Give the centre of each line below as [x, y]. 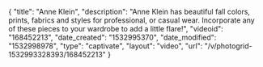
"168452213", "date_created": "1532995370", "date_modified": [112, 37]
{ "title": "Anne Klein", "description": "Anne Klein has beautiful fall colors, [129, 12]
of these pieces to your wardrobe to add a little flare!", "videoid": [116, 29]
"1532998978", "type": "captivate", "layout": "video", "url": [106, 46]
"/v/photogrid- [228, 46]
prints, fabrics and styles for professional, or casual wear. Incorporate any [131, 20]
